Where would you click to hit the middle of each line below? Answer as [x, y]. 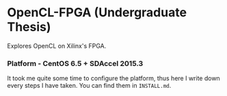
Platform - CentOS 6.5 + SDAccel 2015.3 [75, 63]
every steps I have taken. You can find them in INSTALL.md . [89, 86]
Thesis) [29, 27]
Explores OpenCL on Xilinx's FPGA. [57, 46]
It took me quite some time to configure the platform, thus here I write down [113, 78]
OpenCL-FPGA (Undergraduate [97, 13]
